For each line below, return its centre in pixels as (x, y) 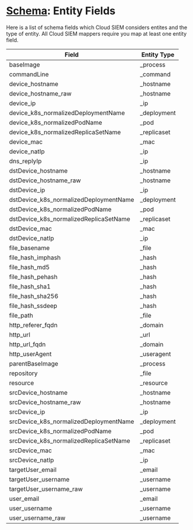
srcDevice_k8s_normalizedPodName (60, 431)
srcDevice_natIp (32, 460)
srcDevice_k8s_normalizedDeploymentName (72, 421)
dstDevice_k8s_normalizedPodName (60, 209)
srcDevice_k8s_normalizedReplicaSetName (70, 440)
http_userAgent (30, 354)
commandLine (29, 74)
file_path (21, 315)
